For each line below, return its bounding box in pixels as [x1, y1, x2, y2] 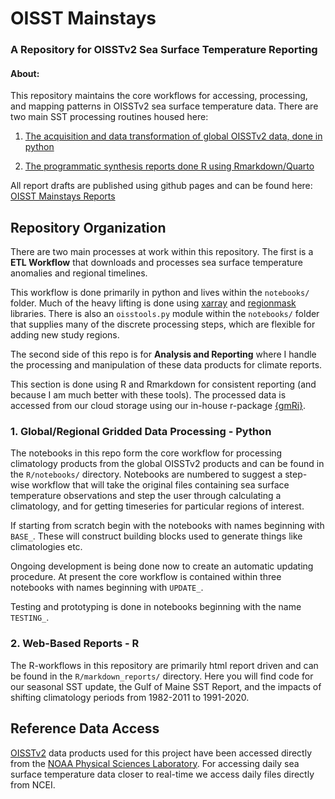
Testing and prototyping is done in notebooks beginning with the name [10, 601, 302, 613]
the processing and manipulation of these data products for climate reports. [10, 359, 323, 371]
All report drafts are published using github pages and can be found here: [10, 180, 313, 192]
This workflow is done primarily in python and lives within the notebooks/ [10, 287, 310, 299]
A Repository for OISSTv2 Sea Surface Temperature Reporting [10, 43, 318, 57]
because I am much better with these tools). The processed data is [10, 389, 287, 401]
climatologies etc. [10, 541, 83, 553]
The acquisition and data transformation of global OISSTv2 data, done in [24, 130, 323, 142]
